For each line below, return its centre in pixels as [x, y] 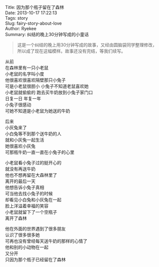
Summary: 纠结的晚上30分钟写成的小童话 [47, 34]
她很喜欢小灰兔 [20, 146]
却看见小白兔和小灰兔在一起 [33, 200]
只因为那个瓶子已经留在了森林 [35, 260]
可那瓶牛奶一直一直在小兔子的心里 [40, 152]
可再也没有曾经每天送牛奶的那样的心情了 [46, 241]
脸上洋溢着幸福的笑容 [27, 206]
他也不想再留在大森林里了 [31, 175]
